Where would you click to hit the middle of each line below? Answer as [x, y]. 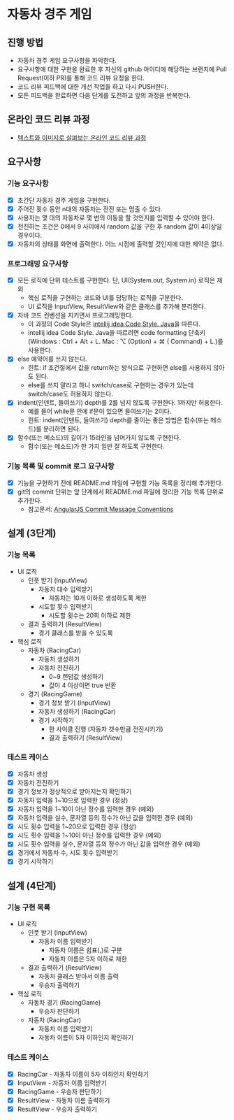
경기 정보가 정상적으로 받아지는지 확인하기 [74, 791]
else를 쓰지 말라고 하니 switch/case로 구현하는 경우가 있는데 [111, 385]
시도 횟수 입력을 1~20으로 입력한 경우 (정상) [77, 826]
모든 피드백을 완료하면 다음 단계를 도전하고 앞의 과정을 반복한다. [104, 95]
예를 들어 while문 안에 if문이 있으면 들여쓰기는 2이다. [100, 411]
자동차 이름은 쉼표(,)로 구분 [85, 950]
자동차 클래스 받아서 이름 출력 [78, 977]
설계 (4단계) [32, 885]
